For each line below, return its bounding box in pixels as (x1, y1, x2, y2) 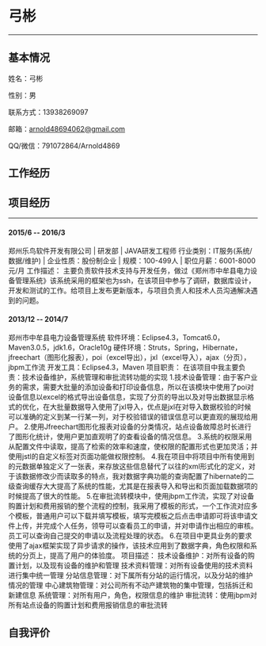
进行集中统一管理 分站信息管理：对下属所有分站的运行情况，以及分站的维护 (8, 571, 253, 580)
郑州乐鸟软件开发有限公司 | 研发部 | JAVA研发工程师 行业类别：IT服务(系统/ (8, 247, 253, 256)
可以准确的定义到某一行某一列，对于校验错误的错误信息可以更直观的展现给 (8, 412, 251, 422)
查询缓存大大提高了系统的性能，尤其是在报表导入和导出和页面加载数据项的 (14, 481, 258, 491)
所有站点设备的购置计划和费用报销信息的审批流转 (8, 600, 168, 610)
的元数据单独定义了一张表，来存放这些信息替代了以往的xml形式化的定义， (8, 461, 249, 472)
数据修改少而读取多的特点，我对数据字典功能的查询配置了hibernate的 (21, 472, 248, 481)
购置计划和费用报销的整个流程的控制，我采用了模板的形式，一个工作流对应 (8, 501, 251, 511)
